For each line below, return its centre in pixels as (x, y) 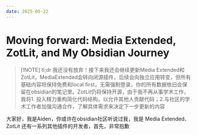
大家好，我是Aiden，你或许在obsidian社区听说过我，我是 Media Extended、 (98, 119)
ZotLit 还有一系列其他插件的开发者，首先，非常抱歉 (68, 126)
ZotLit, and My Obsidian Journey (88, 53)
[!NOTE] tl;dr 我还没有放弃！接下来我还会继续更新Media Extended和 (103, 70)
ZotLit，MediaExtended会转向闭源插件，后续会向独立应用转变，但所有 (106, 77)
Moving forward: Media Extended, (91, 40)
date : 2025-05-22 (27, 11)
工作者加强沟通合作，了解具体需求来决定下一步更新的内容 (95, 106)
